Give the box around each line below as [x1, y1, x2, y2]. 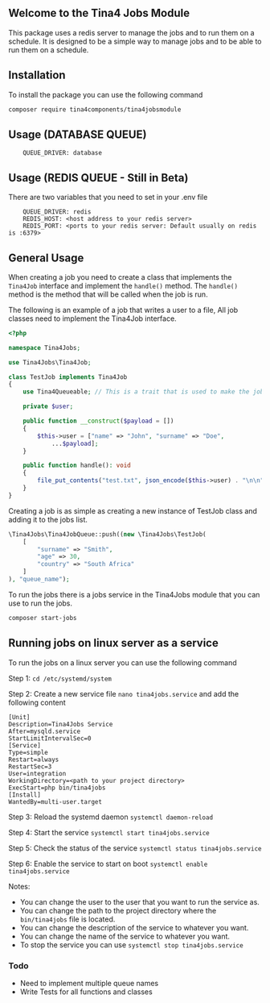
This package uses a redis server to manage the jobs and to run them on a [8, 27, 255, 37]
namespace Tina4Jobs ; [8, 343, 81, 352]
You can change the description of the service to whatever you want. [19, 922, 249, 932]
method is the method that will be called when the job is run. [8, 289, 208, 299]
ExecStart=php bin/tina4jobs [8, 784, 106, 792]
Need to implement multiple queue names [19, 978, 159, 988]
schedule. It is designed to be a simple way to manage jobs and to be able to [8, 36, 262, 46]
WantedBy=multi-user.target [8, 797, 103, 805]
